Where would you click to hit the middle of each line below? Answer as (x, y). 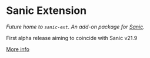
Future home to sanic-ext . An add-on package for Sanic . (76, 27)
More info (18, 49)
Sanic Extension (46, 11)
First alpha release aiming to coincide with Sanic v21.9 (72, 38)
